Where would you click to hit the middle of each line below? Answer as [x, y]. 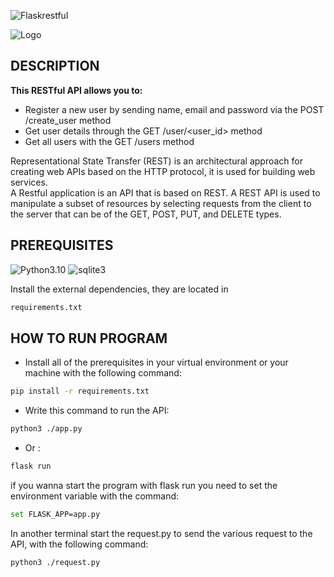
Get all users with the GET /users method [109, 141]
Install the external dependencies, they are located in [119, 289]
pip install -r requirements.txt [80, 391]
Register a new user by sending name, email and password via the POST [174, 109]
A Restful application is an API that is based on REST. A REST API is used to [165, 192]
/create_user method [68, 120]
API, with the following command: [79, 544]
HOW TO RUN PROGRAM [89, 338]
